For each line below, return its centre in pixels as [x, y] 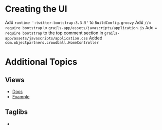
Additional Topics [41, 62]
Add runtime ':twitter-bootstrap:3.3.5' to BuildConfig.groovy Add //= [78, 22]
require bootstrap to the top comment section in [54, 33]
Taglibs [17, 112]
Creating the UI [36, 9]
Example [21, 96]
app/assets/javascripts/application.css [47, 38]
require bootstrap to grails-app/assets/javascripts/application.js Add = [81, 27]
